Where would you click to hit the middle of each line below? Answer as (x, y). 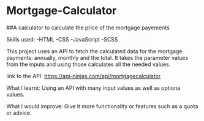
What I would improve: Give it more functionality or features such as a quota (102, 106)
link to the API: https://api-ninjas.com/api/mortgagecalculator (84, 76)
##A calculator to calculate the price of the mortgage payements (88, 28)
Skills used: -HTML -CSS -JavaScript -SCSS (62, 39)
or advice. (19, 112)
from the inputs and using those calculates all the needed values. (89, 64)
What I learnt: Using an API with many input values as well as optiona (93, 88)
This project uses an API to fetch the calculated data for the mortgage (94, 51)
